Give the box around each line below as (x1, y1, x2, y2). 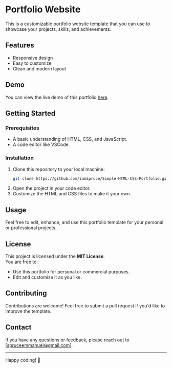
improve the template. (5, 308, 52, 314)
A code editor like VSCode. (12, 141, 70, 148)
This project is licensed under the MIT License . (5, 253, 105, 260)
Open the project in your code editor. (12, 185, 91, 191)
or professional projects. (5, 225, 57, 231)
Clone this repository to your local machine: (12, 166, 105, 172)
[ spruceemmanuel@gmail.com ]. (5, 342, 73, 348)
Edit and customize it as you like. (12, 274, 82, 281)
